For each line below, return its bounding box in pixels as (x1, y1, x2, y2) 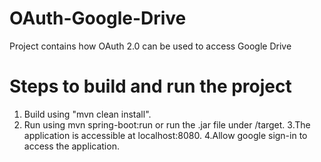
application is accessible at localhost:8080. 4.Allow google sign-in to (23, 129, 308, 141)
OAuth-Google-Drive (9, 7, 187, 30)
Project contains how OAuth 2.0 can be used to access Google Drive (9, 40, 292, 52)
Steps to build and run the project (9, 75, 292, 98)
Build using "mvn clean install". (23, 108, 152, 120)
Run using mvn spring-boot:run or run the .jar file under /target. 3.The (23, 118, 311, 131)
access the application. (23, 140, 120, 152)
